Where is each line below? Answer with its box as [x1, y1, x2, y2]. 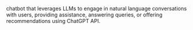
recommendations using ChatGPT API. [6, 18, 101, 24]
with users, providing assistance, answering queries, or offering [6, 11, 163, 18]
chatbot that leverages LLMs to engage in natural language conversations [6, 5, 187, 12]
